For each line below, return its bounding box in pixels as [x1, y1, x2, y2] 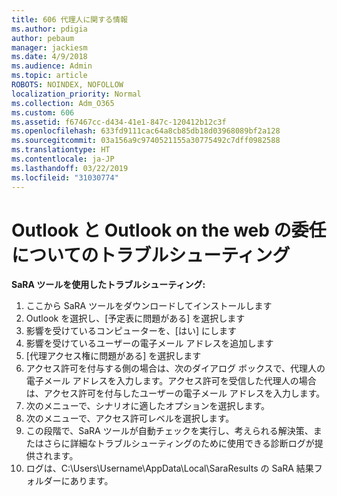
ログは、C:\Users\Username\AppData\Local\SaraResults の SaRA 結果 [25, 462, 314, 475]
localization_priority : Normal [11, 89, 142, 99]
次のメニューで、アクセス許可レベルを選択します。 [25, 412, 235, 425]
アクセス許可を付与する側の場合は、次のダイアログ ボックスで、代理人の [25, 362, 326, 375]
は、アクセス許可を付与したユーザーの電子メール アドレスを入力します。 [25, 387, 326, 400]
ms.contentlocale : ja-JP [11, 154, 115, 164]
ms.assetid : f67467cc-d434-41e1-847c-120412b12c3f [11, 117, 227, 127]
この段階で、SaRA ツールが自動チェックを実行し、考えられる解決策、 [25, 425, 314, 437]
